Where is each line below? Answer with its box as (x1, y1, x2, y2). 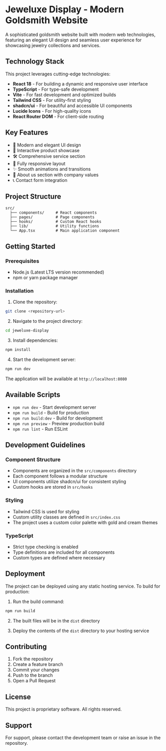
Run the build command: (12, 598, 65, 604)
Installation (5, 287, 34, 294)
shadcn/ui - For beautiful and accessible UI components (12, 102, 132, 109)
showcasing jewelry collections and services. (5, 42, 101, 48)
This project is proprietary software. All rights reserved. (5, 706, 122, 713)
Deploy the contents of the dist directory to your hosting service (12, 628, 150, 634)
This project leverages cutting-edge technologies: (5, 71, 111, 77)
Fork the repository (12, 656, 54, 662)
